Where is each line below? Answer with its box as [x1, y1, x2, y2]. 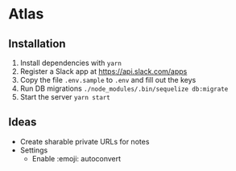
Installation [8, 37, 66, 51]
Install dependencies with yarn [19, 58, 122, 67]
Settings [19, 145, 48, 155]
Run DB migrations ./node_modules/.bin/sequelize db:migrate [19, 83, 229, 93]
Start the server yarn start [19, 92, 110, 101]
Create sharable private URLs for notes [19, 136, 150, 146]
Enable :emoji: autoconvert [31, 153, 122, 163]
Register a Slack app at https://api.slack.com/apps [19, 67, 188, 76]
